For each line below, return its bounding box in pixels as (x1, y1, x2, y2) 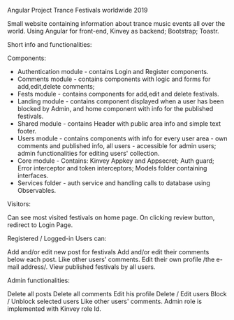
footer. (17, 127, 37, 135)
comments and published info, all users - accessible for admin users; (17, 142, 217, 150)
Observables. (17, 187, 57, 194)
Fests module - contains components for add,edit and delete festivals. (17, 90, 219, 98)
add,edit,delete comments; (17, 82, 95, 90)
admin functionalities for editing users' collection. (17, 150, 160, 157)
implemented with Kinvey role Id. (7, 305, 101, 313)
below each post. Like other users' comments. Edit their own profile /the (7, 255, 215, 263)
